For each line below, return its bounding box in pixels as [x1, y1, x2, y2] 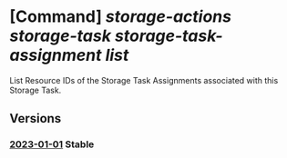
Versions [9, 111, 62, 126]
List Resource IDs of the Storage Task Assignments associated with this [9, 74, 279, 85]
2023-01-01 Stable [9, 138, 95, 151]
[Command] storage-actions [9, 6, 232, 27]
